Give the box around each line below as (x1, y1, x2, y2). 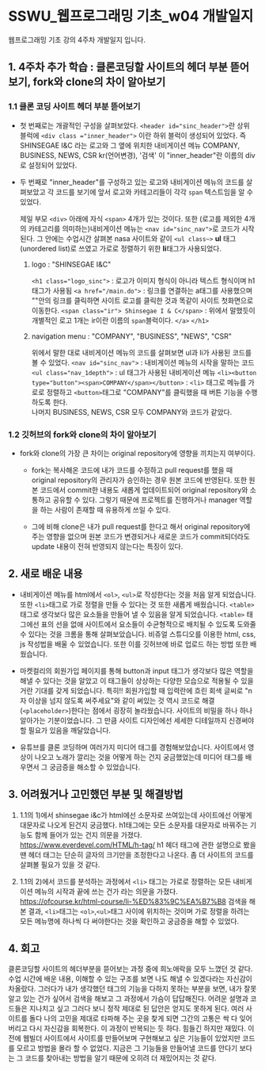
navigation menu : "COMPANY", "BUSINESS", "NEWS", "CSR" (31, 331, 232, 341)
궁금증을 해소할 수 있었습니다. (49, 762, 141, 772)
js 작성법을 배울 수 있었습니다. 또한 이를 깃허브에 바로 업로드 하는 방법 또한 (19, 639, 249, 649)
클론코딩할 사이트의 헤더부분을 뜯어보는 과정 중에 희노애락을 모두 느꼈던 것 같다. (8, 965, 253, 974)
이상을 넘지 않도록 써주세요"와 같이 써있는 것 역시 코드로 (28, 696, 200, 705)
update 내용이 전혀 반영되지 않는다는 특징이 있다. (31, 541, 184, 551)
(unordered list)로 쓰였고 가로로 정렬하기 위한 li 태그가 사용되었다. (19, 244, 221, 253)
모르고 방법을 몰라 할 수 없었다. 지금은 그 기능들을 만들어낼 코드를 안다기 (16, 1044, 238, 1053)
